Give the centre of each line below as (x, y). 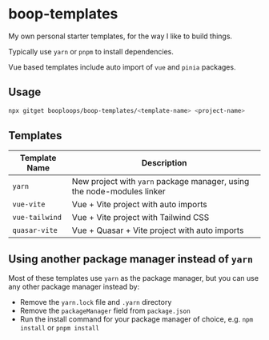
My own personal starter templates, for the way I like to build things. (120, 36)
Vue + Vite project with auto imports (139, 205)
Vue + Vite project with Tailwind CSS (141, 218)
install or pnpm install (60, 328)
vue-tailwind (37, 218)
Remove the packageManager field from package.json (105, 311)
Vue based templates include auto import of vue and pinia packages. (122, 67)
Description (164, 163)
